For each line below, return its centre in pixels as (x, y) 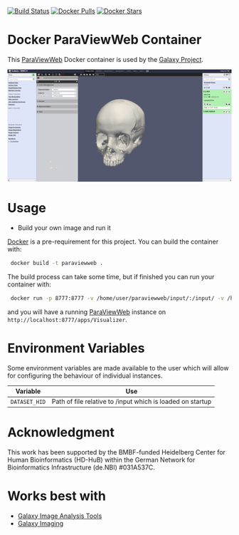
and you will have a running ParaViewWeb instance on (87, 312)
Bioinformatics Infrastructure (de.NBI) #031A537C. (81, 467)
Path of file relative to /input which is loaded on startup (132, 402)
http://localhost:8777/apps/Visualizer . (67, 319)
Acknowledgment (61, 432)
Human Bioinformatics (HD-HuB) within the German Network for (101, 459)
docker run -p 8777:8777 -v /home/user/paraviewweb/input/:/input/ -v (117, 298)
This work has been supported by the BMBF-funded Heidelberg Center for (117, 452)
